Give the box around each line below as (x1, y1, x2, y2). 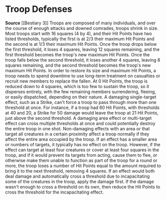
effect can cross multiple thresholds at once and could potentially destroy (5, 120, 156, 126)
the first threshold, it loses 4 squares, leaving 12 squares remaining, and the (5, 46, 160, 52)
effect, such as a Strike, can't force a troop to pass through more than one (5, 99, 157, 105)
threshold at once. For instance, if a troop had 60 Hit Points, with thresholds (5, 104, 160, 110)
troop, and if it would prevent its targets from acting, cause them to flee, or (5, 152, 158, 158)
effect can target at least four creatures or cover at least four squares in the (5, 147, 160, 153)
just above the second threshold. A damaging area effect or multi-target (5, 115, 152, 121)
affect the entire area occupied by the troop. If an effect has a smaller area (5, 136, 157, 142)
